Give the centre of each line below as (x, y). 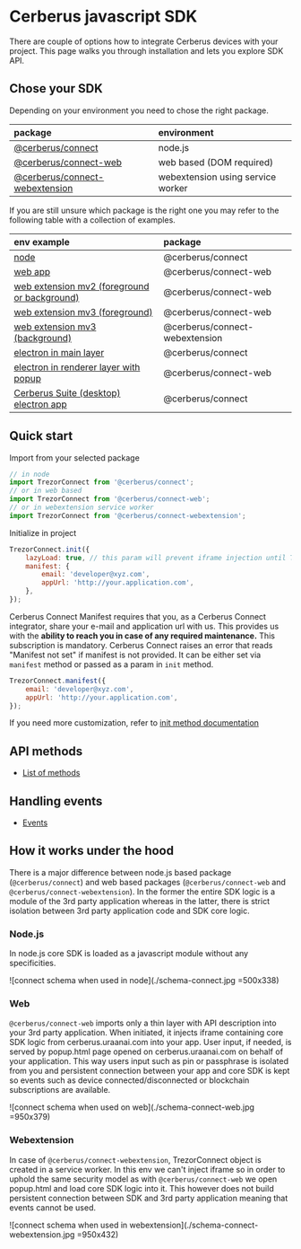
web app (32, 271)
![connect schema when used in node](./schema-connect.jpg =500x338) (144, 981)
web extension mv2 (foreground (82, 286)
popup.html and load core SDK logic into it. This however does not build (142, 1188)
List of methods (51, 773)
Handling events (56, 801)
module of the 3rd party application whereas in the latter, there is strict (140, 901)
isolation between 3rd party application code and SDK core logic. (129, 910)
